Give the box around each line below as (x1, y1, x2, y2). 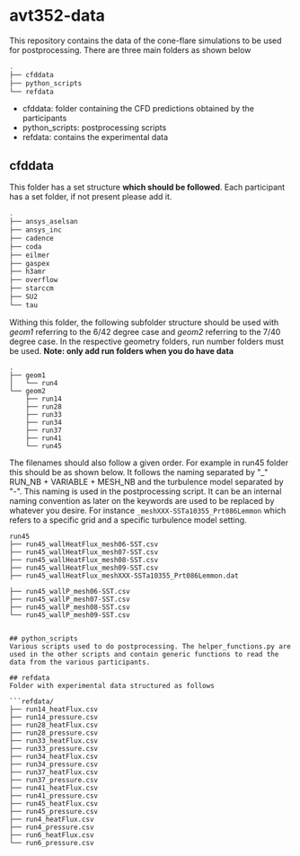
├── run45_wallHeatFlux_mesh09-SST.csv (9, 563, 159, 572)
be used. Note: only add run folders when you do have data (9, 345, 234, 356)
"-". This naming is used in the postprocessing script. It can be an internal (9, 486, 282, 497)
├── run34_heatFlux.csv (9, 752, 99, 761)
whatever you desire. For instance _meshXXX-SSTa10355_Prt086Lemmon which (9, 505, 287, 516)
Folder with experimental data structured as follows (9, 681, 216, 690)
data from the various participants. (9, 657, 151, 666)
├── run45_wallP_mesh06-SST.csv (9, 587, 130, 596)
